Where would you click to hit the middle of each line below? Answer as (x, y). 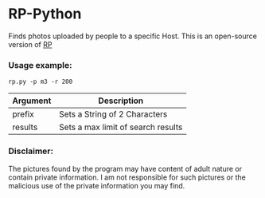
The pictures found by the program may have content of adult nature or (125, 168)
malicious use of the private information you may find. (97, 185)
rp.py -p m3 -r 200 (41, 82)
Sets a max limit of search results (121, 127)
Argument (32, 101)
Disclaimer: (31, 151)
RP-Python (45, 14)
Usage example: (40, 65)
